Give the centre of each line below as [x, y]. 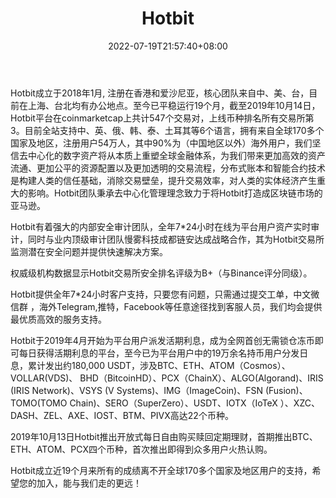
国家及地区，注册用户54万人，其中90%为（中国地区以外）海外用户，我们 [161, 143]
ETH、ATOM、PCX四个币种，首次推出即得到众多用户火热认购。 [141, 449]
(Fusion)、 [286, 390]
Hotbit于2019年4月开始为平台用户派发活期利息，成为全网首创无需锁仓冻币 [162, 340]
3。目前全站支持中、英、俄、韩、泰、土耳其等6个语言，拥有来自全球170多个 [167, 130]
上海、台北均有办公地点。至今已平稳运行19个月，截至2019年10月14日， [174, 105]
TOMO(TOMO [39, 403]
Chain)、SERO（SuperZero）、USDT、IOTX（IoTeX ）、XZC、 [194, 403]
